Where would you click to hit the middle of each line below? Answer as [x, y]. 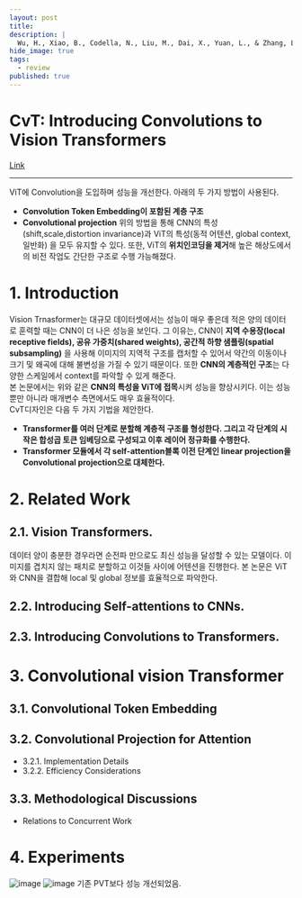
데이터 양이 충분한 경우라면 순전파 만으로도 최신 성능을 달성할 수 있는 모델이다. [146, 555]
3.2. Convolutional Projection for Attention [130, 739]
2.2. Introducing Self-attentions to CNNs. [127, 607]
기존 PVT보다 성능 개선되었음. [129, 883]
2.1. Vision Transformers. [81, 532]
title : [22, 26]
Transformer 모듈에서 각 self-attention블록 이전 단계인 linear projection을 [156, 450]
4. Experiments [67, 857]
